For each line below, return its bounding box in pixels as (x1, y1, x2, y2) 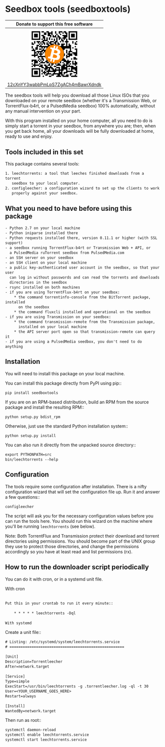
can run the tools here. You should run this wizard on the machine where (5, 518, 153, 524)
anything (5, 344, 23, 349)
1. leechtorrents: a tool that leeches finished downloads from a (5, 171, 144, 176)
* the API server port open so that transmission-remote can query (14, 329, 155, 334)
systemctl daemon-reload (5, 727, 56, 732)
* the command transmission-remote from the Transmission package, (14, 319, 155, 324)
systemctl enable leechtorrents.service (5, 732, 90, 737)
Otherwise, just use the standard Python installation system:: (5, 423, 128, 429)
